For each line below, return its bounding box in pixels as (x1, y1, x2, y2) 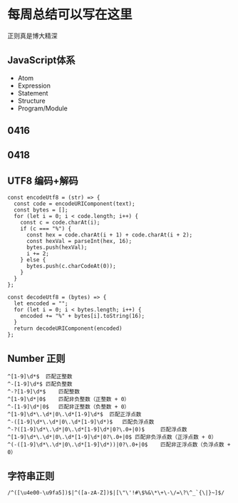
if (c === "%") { (20, 225, 72, 232)
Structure (17, 96, 46, 105)
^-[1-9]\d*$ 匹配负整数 (7, 380, 73, 388)
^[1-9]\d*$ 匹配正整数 (7, 373, 73, 380)
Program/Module (17, 104, 68, 113)
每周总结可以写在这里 (7, 6, 133, 23)
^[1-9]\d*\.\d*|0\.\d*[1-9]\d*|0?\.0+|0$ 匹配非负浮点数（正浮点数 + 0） (7, 434, 217, 441)
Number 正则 (7, 352, 66, 364)
